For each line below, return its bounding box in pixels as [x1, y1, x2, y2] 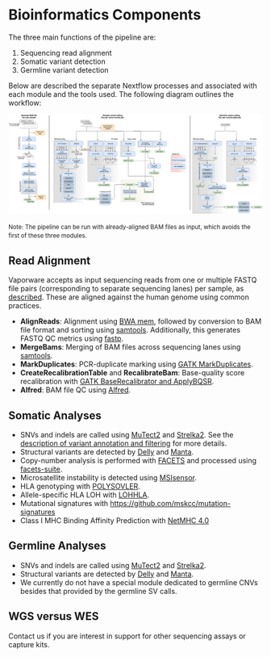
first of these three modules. [8, 232, 87, 240]
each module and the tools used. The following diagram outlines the [8, 89, 235, 98]
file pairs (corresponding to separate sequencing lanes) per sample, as [8, 284, 244, 294]
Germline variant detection [19, 65, 109, 74]
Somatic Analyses [8, 408, 102, 422]
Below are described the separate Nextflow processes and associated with [8, 81, 258, 90]
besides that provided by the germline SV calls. [19, 586, 177, 596]
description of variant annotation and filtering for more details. [19, 438, 227, 448]
